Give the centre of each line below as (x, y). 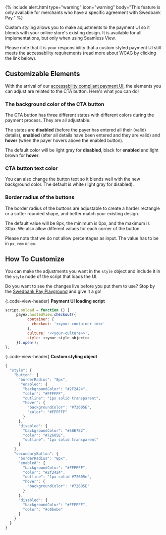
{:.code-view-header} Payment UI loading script (55, 301)
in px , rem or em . (21, 243)
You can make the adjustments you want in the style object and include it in (83, 271)
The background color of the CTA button (55, 104)
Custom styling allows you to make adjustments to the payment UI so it (78, 27)
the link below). (21, 58)
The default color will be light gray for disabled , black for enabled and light (82, 150)
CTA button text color (31, 168)
